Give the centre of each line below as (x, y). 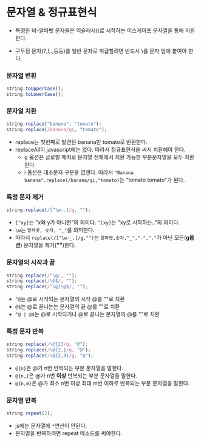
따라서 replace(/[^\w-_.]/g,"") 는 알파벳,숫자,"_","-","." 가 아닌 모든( (101, 238)
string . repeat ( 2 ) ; (29, 413)
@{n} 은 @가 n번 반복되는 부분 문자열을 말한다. (69, 368)
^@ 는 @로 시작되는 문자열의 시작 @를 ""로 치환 (70, 299)
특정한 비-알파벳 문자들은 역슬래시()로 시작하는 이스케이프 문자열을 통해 (99, 30)
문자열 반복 (22, 400)
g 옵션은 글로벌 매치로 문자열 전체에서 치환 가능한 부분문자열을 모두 (104, 157)
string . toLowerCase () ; (35, 95)
